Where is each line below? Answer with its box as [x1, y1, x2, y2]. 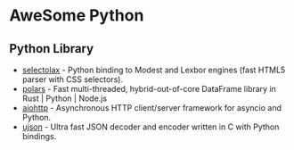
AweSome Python [9, 5, 144, 26]
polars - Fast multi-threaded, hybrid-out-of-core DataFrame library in [21, 84, 276, 94]
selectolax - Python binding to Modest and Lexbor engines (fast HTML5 [21, 64, 286, 75]
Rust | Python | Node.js [21, 93, 108, 104]
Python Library [9, 41, 94, 56]
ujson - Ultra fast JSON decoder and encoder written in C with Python [21, 121, 280, 132]
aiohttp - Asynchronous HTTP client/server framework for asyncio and [21, 103, 282, 112]
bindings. [21, 131, 57, 141]
